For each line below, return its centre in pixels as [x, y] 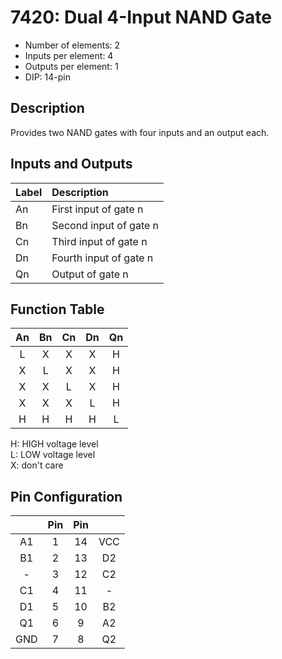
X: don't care [37, 465]
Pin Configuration [66, 496]
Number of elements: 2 [72, 45]
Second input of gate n [105, 225]
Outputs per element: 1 [71, 66]
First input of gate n [97, 209]
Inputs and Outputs [71, 164]
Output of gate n [90, 274]
